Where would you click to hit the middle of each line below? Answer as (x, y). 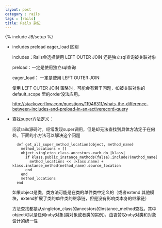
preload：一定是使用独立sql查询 (44, 67)
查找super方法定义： (33, 119)
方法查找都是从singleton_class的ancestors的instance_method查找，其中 (84, 209)
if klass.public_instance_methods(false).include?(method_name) (91, 157)
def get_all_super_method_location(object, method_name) (75, 145)
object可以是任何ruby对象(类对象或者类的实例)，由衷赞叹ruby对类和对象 (84, 215)
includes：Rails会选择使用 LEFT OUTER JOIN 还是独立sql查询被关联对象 (84, 57)
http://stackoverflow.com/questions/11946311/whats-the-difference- (80, 104)
